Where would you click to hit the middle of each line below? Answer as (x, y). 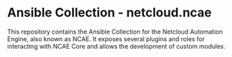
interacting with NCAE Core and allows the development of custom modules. (116, 46)
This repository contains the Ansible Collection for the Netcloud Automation (115, 32)
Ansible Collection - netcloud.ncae (110, 13)
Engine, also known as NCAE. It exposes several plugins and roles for (106, 38)
